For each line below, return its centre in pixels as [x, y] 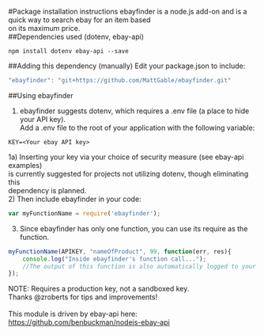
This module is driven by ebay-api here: [73, 314]
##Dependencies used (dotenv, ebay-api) [76, 36]
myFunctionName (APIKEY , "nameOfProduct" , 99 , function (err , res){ [120, 251]
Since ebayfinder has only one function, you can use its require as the [134, 228]
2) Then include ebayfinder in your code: [75, 199]
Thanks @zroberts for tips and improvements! [83, 297]
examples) [25, 165]
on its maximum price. [44, 28]
